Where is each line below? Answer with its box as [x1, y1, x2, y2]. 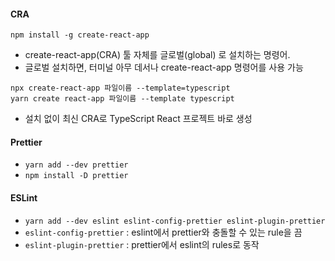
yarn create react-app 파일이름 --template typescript [10, 94, 235, 104]
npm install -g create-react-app [10, 30, 150, 40]
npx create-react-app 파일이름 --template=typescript [10, 83, 231, 94]
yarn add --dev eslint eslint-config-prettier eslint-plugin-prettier [24, 216, 326, 226]
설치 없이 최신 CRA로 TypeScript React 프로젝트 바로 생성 [24, 113, 253, 125]
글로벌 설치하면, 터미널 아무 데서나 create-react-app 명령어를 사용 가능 [24, 61, 304, 74]
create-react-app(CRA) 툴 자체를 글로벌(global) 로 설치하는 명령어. [24, 49, 291, 61]
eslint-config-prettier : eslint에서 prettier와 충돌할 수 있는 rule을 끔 [24, 226, 303, 238]
